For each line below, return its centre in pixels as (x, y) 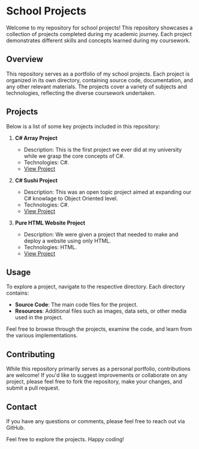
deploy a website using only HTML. (67, 241)
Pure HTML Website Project (50, 223)
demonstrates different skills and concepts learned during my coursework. (98, 40)
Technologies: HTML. (50, 247)
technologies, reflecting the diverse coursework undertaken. (81, 93)
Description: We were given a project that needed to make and (101, 234)
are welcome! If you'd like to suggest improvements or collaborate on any (97, 375)
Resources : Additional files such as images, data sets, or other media (101, 311)
